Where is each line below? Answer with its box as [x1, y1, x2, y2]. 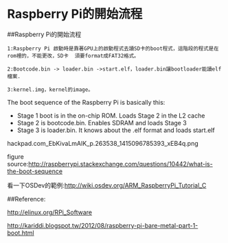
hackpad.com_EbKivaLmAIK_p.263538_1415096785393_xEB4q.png [7, 139, 199, 147]
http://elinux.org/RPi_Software [7, 208, 93, 216]
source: [7, 159, 29, 168]
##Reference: [7, 194, 46, 203]
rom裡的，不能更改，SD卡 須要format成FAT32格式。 [7, 52, 139, 59]
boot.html [7, 229, 34, 237]
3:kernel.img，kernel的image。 [7, 86, 94, 93]
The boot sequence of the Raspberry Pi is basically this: [7, 98, 166, 106]
